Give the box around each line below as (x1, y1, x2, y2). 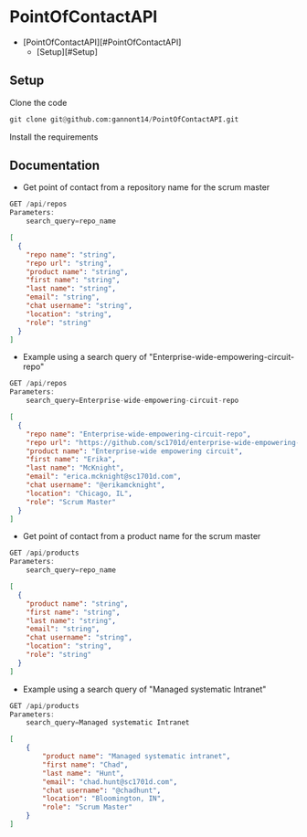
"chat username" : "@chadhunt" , (42, 786, 162, 795)
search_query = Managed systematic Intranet (26, 718, 190, 727)
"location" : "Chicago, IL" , (26, 489, 132, 498)
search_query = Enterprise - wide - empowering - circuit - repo (26, 396, 239, 406)
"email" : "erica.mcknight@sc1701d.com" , (26, 472, 182, 482)
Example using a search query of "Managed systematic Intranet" (22, 683, 267, 694)
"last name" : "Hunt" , (42, 768, 125, 778)
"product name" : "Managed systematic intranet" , (42, 752, 231, 761)
